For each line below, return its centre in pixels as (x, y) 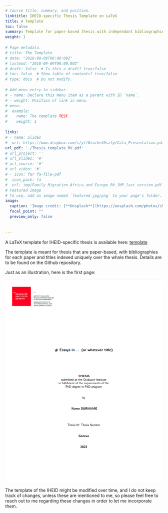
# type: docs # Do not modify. (39, 79)
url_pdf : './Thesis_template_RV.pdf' (44, 148)
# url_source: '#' (24, 164)
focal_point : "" (26, 211)
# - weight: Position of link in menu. (47, 100)
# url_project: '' (24, 153)
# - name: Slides (23, 137)
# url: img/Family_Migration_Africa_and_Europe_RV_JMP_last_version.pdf (84, 185)
